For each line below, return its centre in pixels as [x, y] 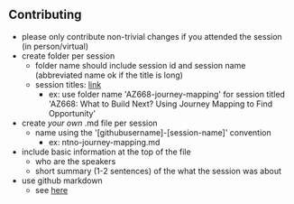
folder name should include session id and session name [140, 65]
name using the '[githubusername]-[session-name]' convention [153, 132]
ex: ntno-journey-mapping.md [104, 142]
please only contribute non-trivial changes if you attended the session [152, 36]
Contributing [45, 15]
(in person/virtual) [55, 46]
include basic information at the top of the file [106, 152]
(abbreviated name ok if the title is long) [109, 75]
